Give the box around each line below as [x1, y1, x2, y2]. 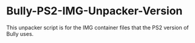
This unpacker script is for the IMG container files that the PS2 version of [6, 24, 190, 31]
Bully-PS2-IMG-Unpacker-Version [6, 4, 183, 18]
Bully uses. [6, 30, 34, 37]
